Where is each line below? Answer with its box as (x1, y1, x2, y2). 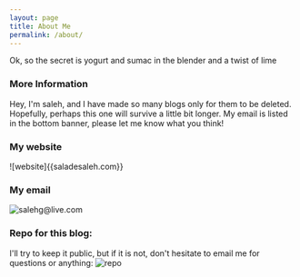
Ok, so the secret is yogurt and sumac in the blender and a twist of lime (9, 55, 277, 66)
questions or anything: (9, 257, 94, 268)
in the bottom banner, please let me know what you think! (9, 117, 225, 128)
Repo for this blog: (9, 227, 93, 240)
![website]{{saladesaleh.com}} (9, 161, 125, 172)
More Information (9, 78, 88, 91)
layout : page (9, 13, 59, 23)
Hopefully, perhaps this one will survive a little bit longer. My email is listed (9, 108, 288, 119)
